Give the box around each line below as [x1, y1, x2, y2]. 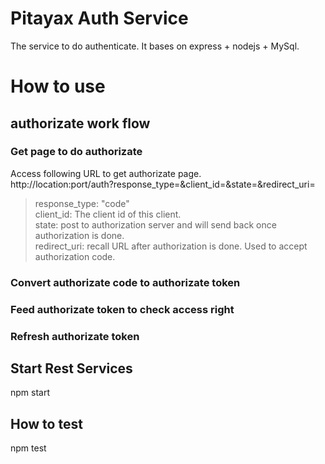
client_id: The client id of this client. [34, 208, 182, 220]
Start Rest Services [10, 360, 133, 377]
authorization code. [34, 250, 116, 262]
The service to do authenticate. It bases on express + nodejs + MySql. [10, 40, 300, 52]
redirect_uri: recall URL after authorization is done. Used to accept [34, 240, 308, 252]
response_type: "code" [34, 197, 130, 209]
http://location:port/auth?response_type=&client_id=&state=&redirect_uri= [10, 178, 316, 190]
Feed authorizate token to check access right [10, 302, 235, 316]
